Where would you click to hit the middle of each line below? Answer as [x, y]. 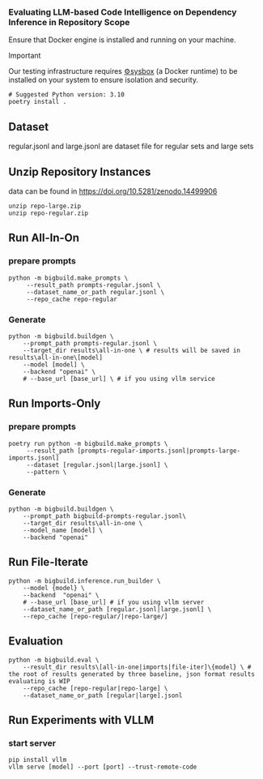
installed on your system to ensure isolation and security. [103, 80]
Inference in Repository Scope [69, 22]
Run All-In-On [44, 238]
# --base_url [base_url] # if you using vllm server [114, 602]
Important [25, 56]
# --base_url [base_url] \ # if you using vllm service [119, 379]
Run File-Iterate [49, 562]
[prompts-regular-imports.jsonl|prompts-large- [159, 451]
